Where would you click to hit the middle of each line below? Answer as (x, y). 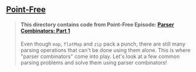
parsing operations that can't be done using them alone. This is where (105, 50)
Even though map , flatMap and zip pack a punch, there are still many (103, 44)
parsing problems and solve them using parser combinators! (94, 62)
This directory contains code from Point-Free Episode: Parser (97, 24)
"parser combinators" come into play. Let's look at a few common (100, 56)
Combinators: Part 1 (45, 30)
